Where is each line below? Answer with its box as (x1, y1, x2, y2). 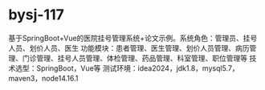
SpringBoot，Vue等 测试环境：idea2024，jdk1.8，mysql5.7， (35, 63, 239, 73)
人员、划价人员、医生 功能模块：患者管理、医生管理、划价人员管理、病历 (8, 43, 250, 53)
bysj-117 (8, 6, 64, 24)
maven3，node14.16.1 (8, 73, 79, 83)
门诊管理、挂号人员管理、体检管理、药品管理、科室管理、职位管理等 (22, 53, 247, 63)
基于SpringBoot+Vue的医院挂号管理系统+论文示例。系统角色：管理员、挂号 (8, 33, 258, 43)
